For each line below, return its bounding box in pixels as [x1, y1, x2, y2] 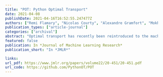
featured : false [5, 38, 38, 43]
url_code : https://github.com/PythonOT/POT [5, 65, 95, 70]
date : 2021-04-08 [5, 12, 40, 16]
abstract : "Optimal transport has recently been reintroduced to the [5, 34, 149, 39]
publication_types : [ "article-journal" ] [5, 25, 88, 30]
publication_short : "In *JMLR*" [5, 47, 70, 52]
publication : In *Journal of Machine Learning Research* [5, 43, 123, 48]
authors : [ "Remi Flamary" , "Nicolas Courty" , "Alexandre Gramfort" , [5, 20, 147, 26]
